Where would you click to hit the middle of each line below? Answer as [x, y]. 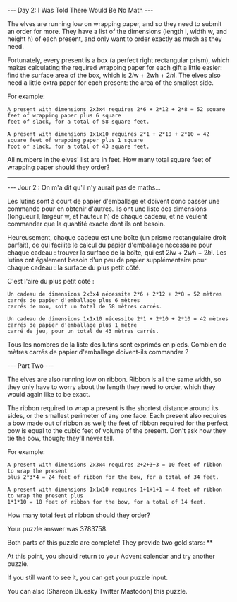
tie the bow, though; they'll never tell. [61, 438]
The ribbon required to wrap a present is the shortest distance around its [113, 408]
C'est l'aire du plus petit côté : [51, 281]
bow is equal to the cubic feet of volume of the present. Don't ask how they [117, 430]
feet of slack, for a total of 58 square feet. [79, 122]
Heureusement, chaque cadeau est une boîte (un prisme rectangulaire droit [117, 237]
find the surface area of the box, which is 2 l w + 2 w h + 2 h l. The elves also [114, 75]
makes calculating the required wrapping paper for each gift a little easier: [115, 68]
